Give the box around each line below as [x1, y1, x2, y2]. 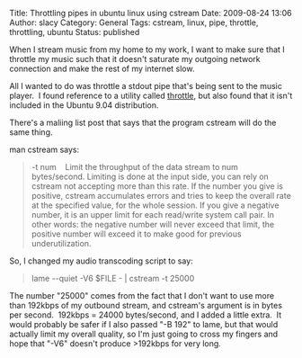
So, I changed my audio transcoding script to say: [9, 255, 193, 266]
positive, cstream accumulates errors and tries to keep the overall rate [31, 191, 292, 201]
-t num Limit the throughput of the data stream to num [31, 162, 238, 172]
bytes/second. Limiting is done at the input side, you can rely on [31, 171, 270, 182]
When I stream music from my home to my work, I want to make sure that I [9, 44, 285, 55]
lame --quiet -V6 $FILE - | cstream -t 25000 [31, 273, 195, 283]
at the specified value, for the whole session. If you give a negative [31, 200, 280, 210]
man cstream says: [9, 144, 80, 155]
